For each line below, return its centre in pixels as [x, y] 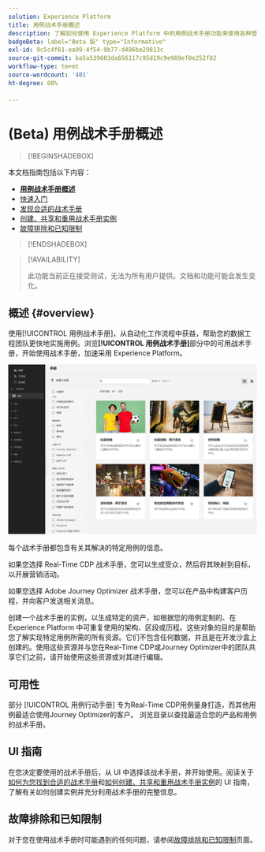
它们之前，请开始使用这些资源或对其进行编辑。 [91, 657]
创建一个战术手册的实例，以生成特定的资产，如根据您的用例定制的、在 [122, 618]
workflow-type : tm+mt [44, 67]
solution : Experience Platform [60, 17]
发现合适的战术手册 [51, 209]
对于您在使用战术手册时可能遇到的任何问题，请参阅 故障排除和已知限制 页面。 [132, 839]
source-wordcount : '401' [49, 75]
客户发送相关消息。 [67, 601]
